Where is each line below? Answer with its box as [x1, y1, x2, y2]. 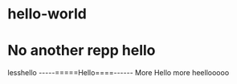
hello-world [7, 5, 88, 23]
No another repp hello [7, 42, 156, 60]
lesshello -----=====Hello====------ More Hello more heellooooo [7, 68, 230, 78]
